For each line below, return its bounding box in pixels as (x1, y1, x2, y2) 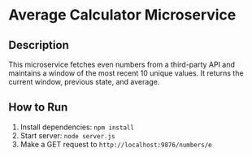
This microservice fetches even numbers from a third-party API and (8, 59, 236, 69)
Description (8, 38, 69, 52)
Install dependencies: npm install (20, 122, 134, 132)
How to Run (8, 100, 68, 115)
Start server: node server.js (20, 130, 115, 140)
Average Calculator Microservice (8, 6, 237, 24)
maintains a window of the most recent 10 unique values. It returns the (8, 68, 244, 78)
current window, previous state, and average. (8, 77, 160, 86)
